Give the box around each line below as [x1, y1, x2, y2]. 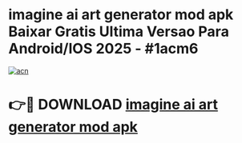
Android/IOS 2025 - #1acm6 [8, 40, 199, 58]
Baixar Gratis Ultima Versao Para [8, 22, 230, 41]
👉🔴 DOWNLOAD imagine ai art [8, 96, 219, 113]
